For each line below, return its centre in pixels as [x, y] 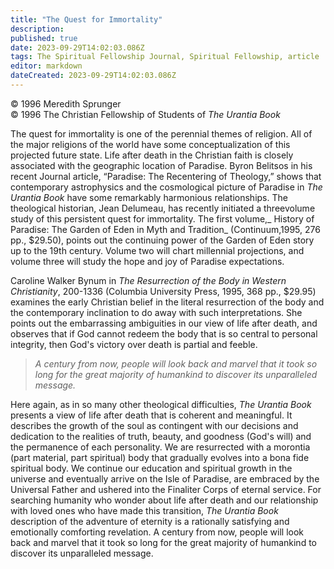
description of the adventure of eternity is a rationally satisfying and [150, 521]
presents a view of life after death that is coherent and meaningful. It [151, 415]
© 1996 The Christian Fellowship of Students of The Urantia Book [145, 114]
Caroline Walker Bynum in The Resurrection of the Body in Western [148, 280]
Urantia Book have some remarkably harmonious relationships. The [149, 197]
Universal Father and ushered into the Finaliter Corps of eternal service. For [166, 489]
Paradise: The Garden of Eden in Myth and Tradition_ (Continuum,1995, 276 [165, 229]
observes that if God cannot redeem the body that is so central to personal [164, 333]
